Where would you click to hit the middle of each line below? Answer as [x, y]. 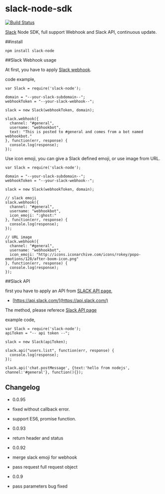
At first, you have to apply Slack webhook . [48, 70]
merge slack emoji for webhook [44, 457]
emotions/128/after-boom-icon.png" [42, 259]
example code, [20, 320]
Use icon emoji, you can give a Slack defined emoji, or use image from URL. [83, 158]
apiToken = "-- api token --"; [38, 333]
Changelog [23, 387]
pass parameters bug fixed [40, 486]
